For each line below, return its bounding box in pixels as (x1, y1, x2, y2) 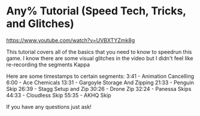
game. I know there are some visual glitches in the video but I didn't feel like (6, 54, 193, 62)
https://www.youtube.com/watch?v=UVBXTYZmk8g (6, 36, 135, 44)
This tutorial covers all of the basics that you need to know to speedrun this (6, 48, 192, 55)
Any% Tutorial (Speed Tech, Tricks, (6, 4, 187, 18)
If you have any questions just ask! (6, 103, 92, 110)
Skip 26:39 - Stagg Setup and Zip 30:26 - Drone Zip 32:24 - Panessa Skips (6, 85, 192, 92)
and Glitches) (6, 17, 74, 30)
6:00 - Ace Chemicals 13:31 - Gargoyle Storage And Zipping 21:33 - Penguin (6, 79, 195, 86)
